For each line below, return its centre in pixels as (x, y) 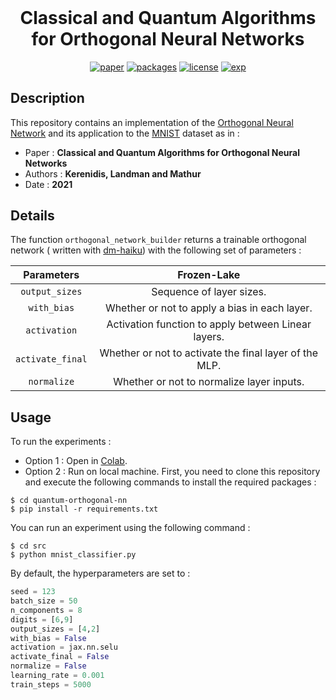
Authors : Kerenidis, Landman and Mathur (113, 173)
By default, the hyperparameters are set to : (100, 573)
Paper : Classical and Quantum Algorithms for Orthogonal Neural (162, 152)
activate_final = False (60, 657)
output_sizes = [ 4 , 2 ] (55, 629)
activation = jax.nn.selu (64, 647)
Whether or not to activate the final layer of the (209, 353)
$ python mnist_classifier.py (73, 555)
